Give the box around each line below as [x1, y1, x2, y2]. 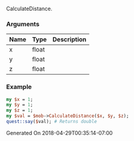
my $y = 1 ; [6, 102, 33, 108]
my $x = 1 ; [6, 96, 33, 102]
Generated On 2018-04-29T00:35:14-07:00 [6, 129, 113, 136]
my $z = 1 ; [6, 108, 33, 114]
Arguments [6, 20, 40, 28]
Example [6, 83, 32, 91]
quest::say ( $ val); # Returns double [6, 119, 97, 125]
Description [52, 35, 86, 44]
